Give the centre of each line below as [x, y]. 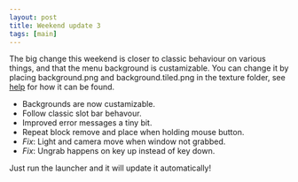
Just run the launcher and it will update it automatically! [110, 168]
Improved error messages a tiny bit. [87, 123]
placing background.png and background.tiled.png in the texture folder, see [147, 78]
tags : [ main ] [33, 34]
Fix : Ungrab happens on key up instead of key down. [118, 151]
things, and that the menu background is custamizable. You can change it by [149, 68]
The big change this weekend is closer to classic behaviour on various [137, 59]
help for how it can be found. [62, 87]
